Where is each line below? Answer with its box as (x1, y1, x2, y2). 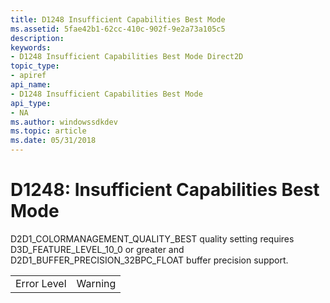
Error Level (15, 276, 67, 290)
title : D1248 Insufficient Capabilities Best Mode (10, 14, 226, 25)
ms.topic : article (10, 126, 87, 136)
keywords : (10, 42, 52, 53)
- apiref (10, 71, 47, 81)
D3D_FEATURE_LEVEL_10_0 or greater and (10, 243, 185, 255)
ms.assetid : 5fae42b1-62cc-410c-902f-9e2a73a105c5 (10, 24, 226, 34)
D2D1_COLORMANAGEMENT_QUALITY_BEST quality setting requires (10, 232, 295, 245)
